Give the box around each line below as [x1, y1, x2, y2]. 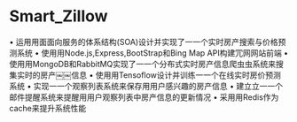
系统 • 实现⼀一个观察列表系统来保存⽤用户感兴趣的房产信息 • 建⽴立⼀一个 [9, 80, 284, 91]
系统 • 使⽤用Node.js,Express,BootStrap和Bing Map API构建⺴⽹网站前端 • [16, 47, 289, 58]
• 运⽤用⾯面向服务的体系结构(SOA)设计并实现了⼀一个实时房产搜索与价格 [9, 36, 278, 47]
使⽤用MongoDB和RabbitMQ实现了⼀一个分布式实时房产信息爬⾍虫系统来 [9, 58, 277, 69]
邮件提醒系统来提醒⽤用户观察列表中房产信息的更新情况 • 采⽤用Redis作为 [9, 91, 279, 103]
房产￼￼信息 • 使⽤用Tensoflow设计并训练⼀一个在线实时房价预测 [39, 69, 282, 80]
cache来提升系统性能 [9, 103, 87, 113]
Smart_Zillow [9, 6, 108, 27]
